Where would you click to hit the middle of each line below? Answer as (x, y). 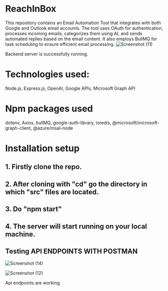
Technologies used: (47, 74)
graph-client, (19, 128)
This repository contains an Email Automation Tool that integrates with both (83, 23)
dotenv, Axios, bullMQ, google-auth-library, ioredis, (58, 123)
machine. (20, 234)
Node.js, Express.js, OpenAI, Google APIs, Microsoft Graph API (70, 88)
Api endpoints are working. (33, 283)
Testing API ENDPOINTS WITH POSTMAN (71, 251)
